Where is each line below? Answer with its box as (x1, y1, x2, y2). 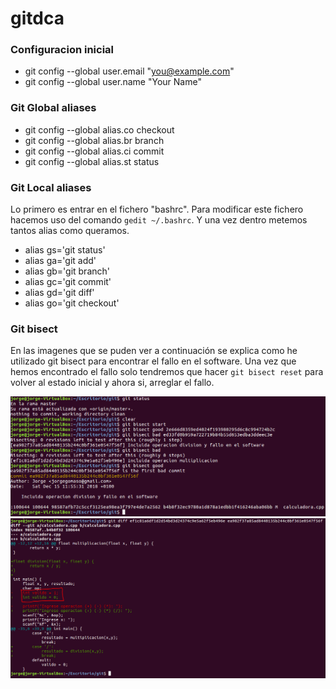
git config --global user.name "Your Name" (24, 76, 202, 88)
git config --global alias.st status (24, 155, 160, 167)
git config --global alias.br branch (24, 134, 165, 146)
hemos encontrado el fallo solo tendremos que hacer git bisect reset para (10, 366, 324, 378)
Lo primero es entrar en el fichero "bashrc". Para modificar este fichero (10, 203, 304, 216)
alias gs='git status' (24, 244, 106, 256)
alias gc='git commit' (24, 276, 112, 288)
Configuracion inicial (10, 43, 115, 57)
